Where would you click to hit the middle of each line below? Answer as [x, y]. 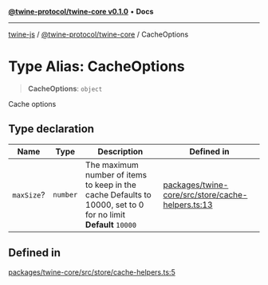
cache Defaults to [118, 194]
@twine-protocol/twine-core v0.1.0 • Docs [81, 12]
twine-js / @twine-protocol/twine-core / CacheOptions [99, 34]
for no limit [105, 214]
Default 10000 [111, 224]
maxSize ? [29, 194]
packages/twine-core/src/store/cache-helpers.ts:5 [92, 272]
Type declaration [51, 129]
